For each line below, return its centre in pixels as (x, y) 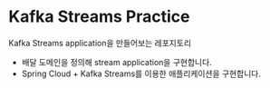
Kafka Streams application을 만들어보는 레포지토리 (100, 43)
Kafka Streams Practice (99, 17)
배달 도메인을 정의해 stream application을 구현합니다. (116, 62)
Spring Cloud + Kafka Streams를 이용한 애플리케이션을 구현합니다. (141, 73)
